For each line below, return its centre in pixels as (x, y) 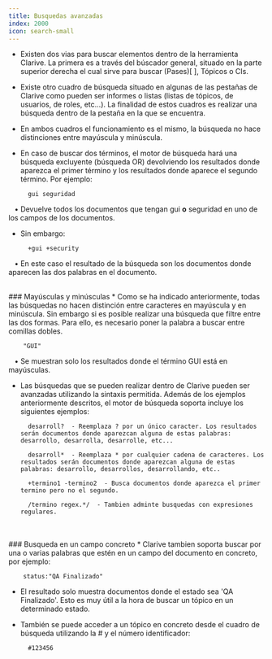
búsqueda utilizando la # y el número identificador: (105, 633)
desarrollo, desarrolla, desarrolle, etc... (97, 441)
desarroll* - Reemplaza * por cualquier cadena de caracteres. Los (146, 455)
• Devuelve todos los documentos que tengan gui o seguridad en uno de (136, 209)
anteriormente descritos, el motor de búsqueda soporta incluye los (132, 403)
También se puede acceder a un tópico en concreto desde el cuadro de (140, 625)
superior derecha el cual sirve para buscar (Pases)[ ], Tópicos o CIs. (134, 72)
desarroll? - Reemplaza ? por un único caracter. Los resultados (142, 427)
